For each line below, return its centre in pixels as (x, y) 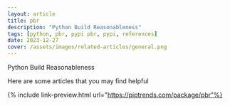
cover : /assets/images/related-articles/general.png (87, 47)
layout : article (31, 14)
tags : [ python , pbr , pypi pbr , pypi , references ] (83, 34)
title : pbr (23, 21)
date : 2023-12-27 (33, 41)
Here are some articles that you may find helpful (78, 81)
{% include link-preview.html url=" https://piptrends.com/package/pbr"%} (115, 95)
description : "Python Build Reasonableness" (74, 27)
